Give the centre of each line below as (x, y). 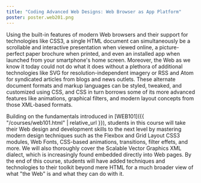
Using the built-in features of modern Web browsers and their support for (97, 34)
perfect (15, 53)
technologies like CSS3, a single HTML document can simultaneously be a (98, 41)
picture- (169, 47)
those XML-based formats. (39, 104)
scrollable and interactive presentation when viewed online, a (82, 47)
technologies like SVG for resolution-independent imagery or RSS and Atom (100, 73)
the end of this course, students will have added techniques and (86, 161)
